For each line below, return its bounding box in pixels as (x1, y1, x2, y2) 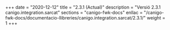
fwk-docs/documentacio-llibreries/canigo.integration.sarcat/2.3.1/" (5, 15, 146, 20)
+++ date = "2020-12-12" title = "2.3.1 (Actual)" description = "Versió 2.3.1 (5, 4, 161, 10)
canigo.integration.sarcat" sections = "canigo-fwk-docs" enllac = (5, 9, 143, 15)
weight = (147, 15, 165, 20)
